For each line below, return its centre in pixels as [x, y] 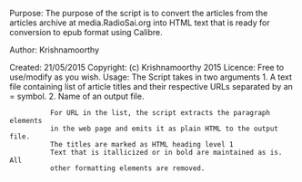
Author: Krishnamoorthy [55, 50]
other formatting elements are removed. [127, 168]
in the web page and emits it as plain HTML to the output [164, 129]
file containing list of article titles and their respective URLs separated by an [151, 86]
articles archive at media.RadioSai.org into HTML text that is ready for [140, 23]
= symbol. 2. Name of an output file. [77, 96]
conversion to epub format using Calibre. [86, 32]
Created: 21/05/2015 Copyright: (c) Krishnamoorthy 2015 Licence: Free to [147, 67]
